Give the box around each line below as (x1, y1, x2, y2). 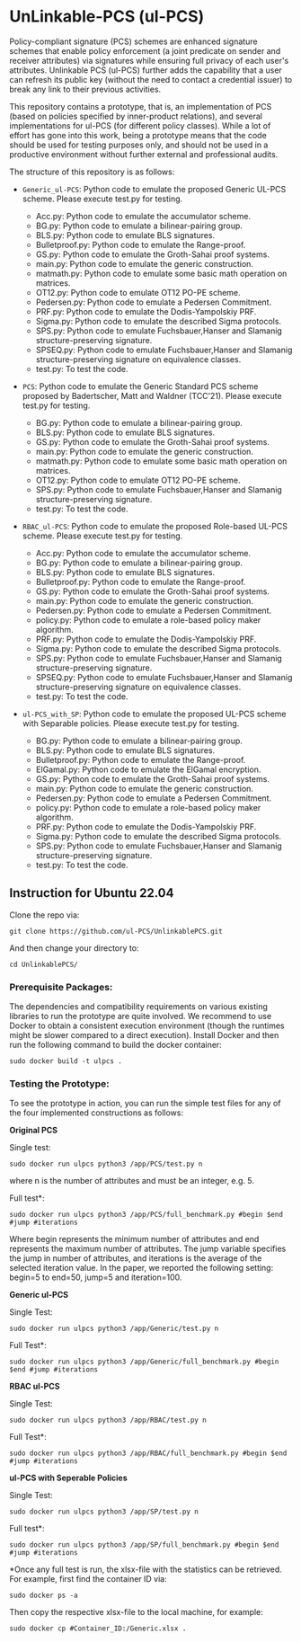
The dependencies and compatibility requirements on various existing (9, 1001, 268, 1012)
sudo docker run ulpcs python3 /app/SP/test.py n (9, 1507, 199, 1516)
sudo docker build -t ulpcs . (9, 1057, 123, 1066)
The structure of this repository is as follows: (9, 166, 175, 177)
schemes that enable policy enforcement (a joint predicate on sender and (9, 45, 281, 56)
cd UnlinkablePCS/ (9, 960, 78, 969)
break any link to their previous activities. (9, 84, 162, 94)
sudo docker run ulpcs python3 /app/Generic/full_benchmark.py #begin (9, 1357, 279, 1367)
